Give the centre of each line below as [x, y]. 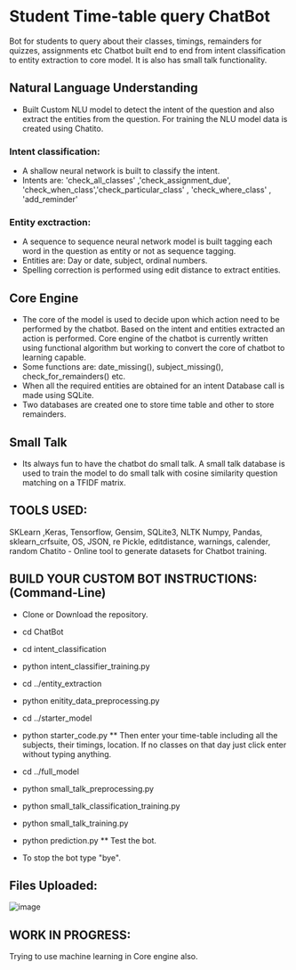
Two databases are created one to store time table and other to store [148, 405]
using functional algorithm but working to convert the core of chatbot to [153, 348]
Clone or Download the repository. [85, 614]
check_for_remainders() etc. [74, 377]
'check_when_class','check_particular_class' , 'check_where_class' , [147, 190]
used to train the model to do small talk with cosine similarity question [150, 473]
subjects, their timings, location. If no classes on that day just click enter [154, 745]
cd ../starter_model [57, 718]
